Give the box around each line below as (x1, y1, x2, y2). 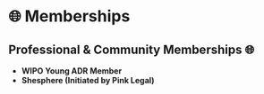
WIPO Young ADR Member (21, 66, 123, 76)
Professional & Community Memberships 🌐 (8, 42, 255, 57)
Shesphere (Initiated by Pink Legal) (21, 75, 155, 85)
